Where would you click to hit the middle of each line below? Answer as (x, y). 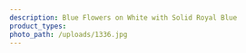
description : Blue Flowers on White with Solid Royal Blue (123, 18)
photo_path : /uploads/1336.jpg (69, 34)
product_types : (38, 26)
